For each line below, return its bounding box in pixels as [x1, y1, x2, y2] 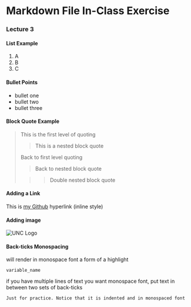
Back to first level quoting [20, 153, 83, 161]
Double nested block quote [49, 176, 116, 183]
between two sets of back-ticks [6, 284, 83, 291]
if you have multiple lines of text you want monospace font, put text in [6, 278, 175, 285]
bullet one [14, 92, 39, 99]
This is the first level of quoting [20, 131, 96, 138]
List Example [6, 39, 38, 46]
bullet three [14, 104, 43, 111]
